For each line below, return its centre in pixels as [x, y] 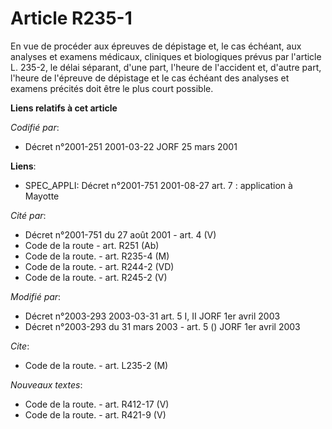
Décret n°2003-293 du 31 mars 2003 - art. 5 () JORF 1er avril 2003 [162, 326]
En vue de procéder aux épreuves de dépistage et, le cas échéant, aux [156, 46]
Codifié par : [35, 127]
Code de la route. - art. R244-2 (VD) [99, 266]
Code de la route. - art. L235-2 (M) [96, 365]
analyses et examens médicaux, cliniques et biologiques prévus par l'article [166, 56]
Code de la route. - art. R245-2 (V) [96, 277]
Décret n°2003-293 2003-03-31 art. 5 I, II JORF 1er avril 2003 [152, 316]
